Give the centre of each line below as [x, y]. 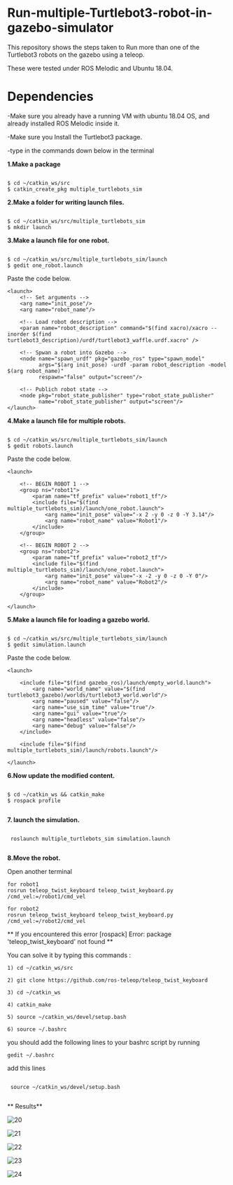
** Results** [25, 1106]
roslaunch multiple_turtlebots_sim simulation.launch [90, 839]
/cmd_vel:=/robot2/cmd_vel [47, 921]
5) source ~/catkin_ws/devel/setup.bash [67, 1017]
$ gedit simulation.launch [47, 645]
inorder [19, 334]
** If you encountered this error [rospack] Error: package [90, 934]
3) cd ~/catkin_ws [34, 992]
